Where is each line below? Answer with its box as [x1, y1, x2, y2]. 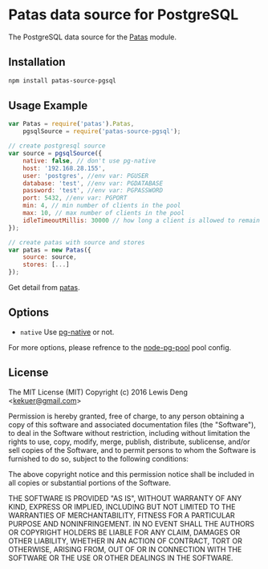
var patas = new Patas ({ [8, 246, 91, 254]
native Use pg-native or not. [19, 327, 115, 337]
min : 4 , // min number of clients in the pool [22, 202, 181, 210]
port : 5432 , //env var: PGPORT [22, 194, 128, 202]
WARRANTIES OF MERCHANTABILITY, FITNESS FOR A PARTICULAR [8, 510, 235, 520]
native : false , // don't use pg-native [22, 156, 156, 165]
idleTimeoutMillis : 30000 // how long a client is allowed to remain [22, 216, 261, 224]
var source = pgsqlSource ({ [8, 150, 103, 158]
